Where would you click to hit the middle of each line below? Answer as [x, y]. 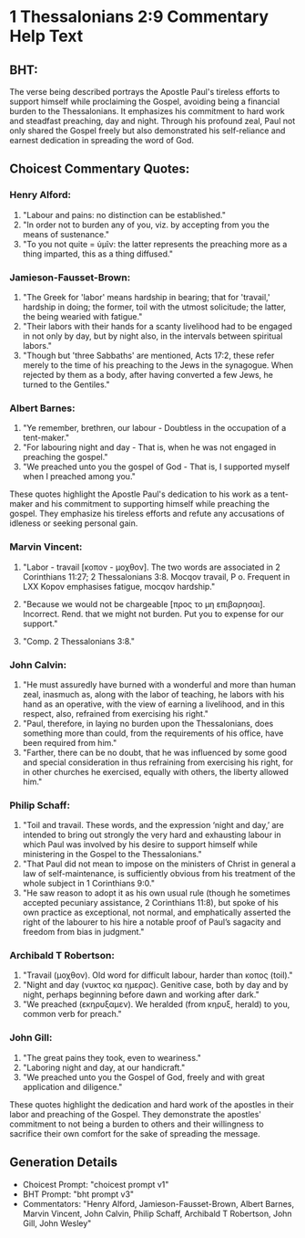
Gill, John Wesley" [57, 1223]
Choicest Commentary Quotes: [100, 169]
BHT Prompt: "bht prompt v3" [78, 1194]
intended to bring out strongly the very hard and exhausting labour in [152, 835]
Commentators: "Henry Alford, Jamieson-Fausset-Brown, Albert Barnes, [158, 1203]
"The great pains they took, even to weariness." [112, 1057]
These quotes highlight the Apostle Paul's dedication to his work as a [139, 494]
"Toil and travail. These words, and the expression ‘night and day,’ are [153, 825]
